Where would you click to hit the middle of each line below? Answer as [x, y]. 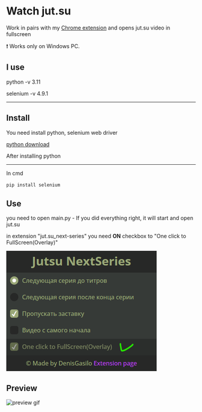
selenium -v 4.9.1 [27, 93]
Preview [22, 388]
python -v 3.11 [23, 82]
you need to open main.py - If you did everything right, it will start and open [100, 218]
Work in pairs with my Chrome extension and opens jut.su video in [88, 28]
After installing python [34, 156]
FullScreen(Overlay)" [32, 242]
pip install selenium [33, 185]
